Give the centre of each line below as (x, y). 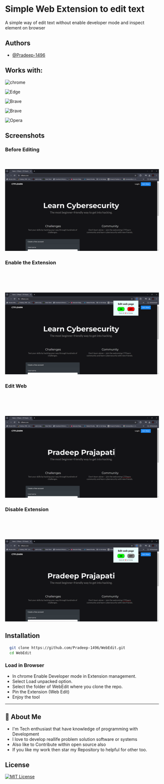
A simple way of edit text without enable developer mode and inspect (75, 23)
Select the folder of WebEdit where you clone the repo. (67, 686)
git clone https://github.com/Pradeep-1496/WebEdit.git (67, 648)
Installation (22, 636)
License (17, 765)
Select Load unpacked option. (42, 681)
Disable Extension (27, 510)
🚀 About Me (23, 717)
